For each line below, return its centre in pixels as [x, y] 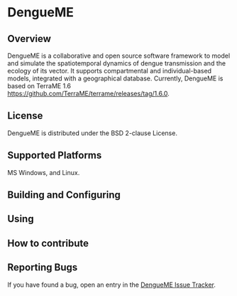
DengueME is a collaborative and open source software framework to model [119, 55]
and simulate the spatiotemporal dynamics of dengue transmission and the [116, 63]
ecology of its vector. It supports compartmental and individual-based [109, 71]
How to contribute [48, 243]
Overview [29, 39]
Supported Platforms [55, 155]
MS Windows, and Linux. [44, 172]
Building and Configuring [64, 195]
